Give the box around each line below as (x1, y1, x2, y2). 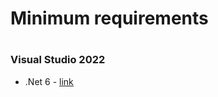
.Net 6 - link (24, 75, 74, 87)
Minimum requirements (10, 7, 209, 30)
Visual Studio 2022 (10, 53, 106, 67)
